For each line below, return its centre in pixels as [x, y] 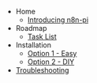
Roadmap [31, 28]
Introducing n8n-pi [58, 20]
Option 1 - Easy [52, 53]
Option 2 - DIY [51, 62]
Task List [42, 36]
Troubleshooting [42, 70]
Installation [34, 45]
